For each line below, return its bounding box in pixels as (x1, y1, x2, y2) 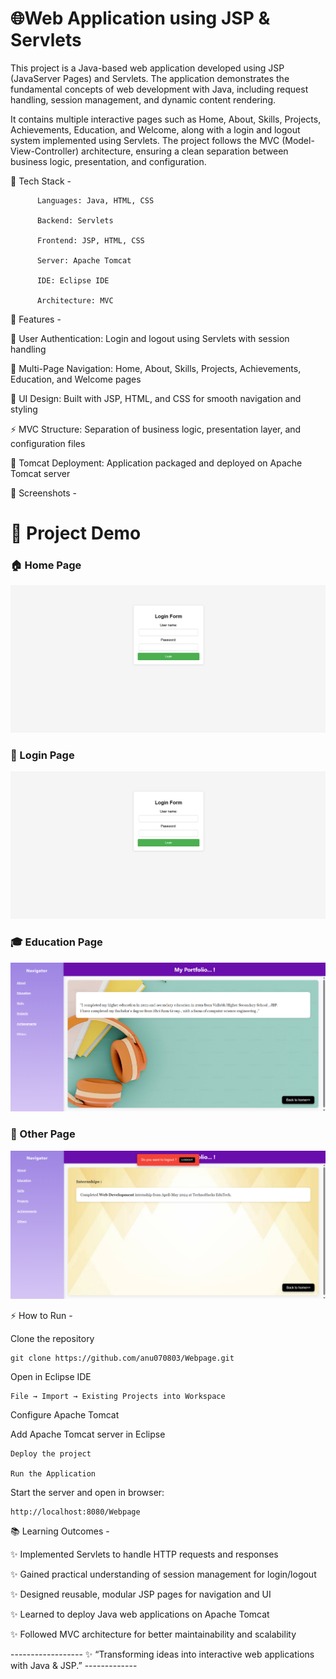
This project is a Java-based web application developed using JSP (10, 62, 285, 74)
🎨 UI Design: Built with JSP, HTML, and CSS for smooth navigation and (10, 392, 302, 404)
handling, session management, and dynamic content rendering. (10, 93, 276, 106)
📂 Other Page (10, 1127, 76, 1141)
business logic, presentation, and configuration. (10, 155, 207, 167)
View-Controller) (10, 145, 80, 157)
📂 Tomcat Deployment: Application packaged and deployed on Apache (10, 457, 303, 469)
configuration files (10, 437, 86, 449)
